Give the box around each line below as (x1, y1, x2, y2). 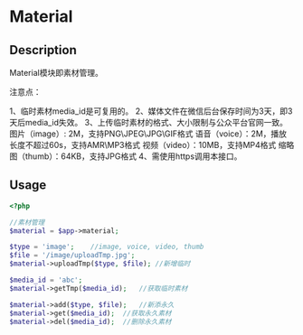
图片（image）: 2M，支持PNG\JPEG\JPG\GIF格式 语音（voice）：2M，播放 (9, 128, 288, 139)
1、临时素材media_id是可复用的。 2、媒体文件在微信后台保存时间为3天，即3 (9, 106, 293, 116)
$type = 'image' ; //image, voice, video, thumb (9, 242, 204, 252)
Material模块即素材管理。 (9, 68, 104, 78)
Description (9, 42, 77, 58)
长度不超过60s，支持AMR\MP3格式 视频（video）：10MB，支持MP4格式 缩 (9, 140, 287, 150)
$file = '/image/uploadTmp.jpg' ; (9, 251, 136, 260)
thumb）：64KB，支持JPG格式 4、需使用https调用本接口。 (24, 151, 242, 162)
